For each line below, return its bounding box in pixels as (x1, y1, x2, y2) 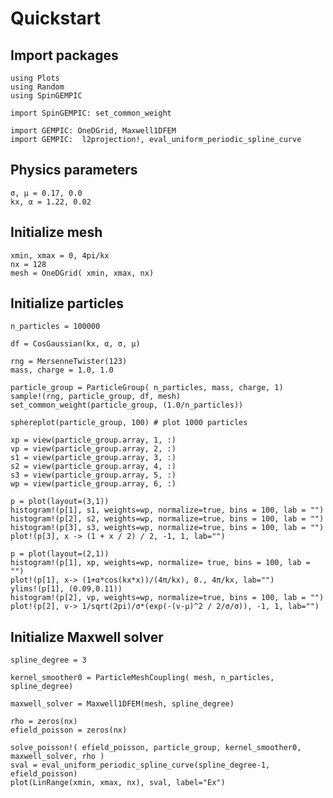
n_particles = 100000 (10, 322, 101, 332)
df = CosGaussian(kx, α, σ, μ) (10, 339, 141, 349)
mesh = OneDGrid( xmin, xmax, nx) (10, 268, 155, 278)
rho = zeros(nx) (10, 717, 78, 727)
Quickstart (10, 7, 102, 30)
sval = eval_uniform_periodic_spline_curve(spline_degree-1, (10, 760, 271, 771)
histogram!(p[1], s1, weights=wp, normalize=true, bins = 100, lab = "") (10, 505, 325, 516)
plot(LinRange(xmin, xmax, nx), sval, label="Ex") (10, 778, 226, 788)
